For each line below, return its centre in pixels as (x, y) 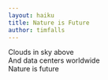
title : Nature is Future (49, 23)
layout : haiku (32, 15)
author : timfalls (37, 30)
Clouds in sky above (41, 53)
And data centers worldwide (54, 60)
